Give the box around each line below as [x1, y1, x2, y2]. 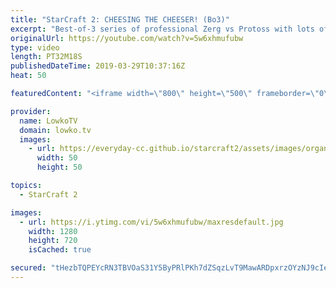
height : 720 [28, 236, 78, 246]
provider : [10, 106, 52, 116]
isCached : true [28, 245, 92, 255]
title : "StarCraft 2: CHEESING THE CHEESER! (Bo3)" [10, 14, 230, 25]
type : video [10, 42, 60, 53]
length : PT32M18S [10, 52, 83, 62]
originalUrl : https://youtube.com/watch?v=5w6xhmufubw [10, 33, 244, 43]
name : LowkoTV [19, 116, 78, 126]
